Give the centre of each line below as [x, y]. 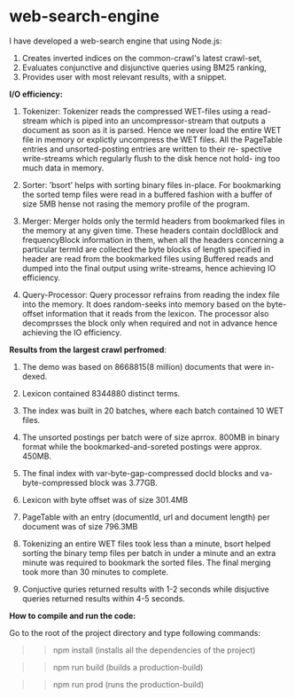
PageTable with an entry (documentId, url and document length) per [146, 517]
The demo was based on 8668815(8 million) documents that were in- [148, 366]
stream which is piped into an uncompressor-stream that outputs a [144, 121]
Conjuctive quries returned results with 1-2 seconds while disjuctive [146, 589]
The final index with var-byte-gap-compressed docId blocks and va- [147, 473]
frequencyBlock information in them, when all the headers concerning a [153, 239]
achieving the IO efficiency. [72, 332]
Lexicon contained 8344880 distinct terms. [101, 393]
